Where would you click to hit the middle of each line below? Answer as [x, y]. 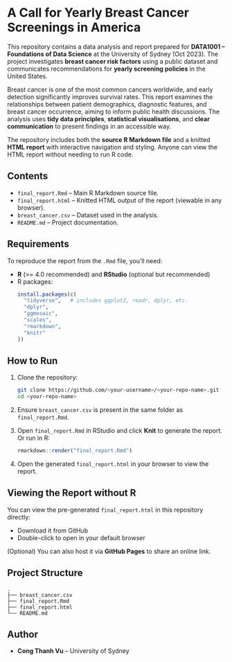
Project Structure [45, 573]
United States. [27, 76]
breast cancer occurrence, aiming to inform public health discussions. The [114, 111]
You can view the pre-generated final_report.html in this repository [105, 510]
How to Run [33, 360]
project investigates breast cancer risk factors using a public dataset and [113, 61]
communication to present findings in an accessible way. [89, 126]
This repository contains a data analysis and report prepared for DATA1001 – [116, 46]
